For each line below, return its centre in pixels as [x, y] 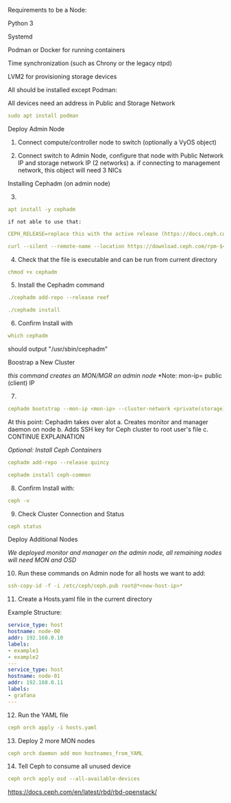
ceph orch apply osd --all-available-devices [74, 779]
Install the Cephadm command [61, 285]
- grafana [22, 695]
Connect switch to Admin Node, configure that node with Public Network [121, 155]
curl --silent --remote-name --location [66, 246]
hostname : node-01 [34, 676]
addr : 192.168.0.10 [36, 638]
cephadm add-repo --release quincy [59, 462]
